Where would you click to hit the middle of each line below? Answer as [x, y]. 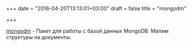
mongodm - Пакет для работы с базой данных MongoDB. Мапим [87, 31]
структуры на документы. [39, 37]
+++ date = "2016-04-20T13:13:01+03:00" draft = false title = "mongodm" [96, 8]
